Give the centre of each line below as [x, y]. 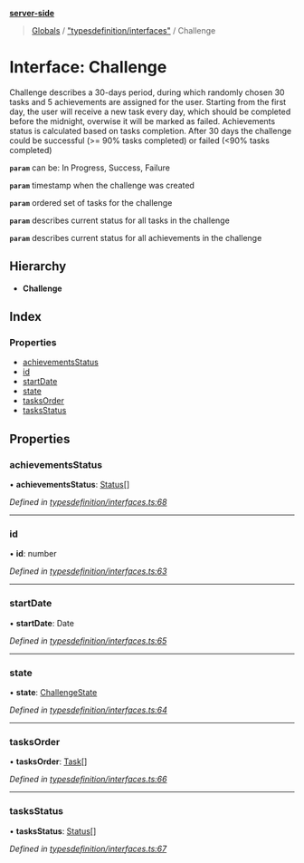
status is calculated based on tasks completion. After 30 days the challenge [151, 131]
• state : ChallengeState [53, 693]
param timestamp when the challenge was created [102, 185]
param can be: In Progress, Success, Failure [90, 168]
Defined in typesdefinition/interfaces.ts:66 [88, 780]
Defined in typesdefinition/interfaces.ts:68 [88, 502]
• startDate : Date [42, 623]
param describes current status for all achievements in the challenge [136, 238]
